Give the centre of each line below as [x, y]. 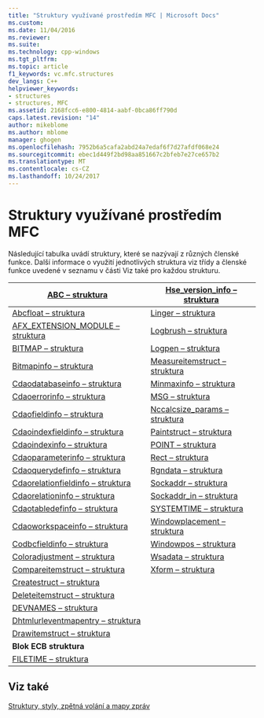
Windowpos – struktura [193, 543]
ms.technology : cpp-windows [54, 52]
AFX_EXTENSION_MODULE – [66, 326]
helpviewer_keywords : [44, 88]
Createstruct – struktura [56, 582]
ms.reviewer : [29, 37]
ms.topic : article [38, 67]
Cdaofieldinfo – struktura [58, 414]
